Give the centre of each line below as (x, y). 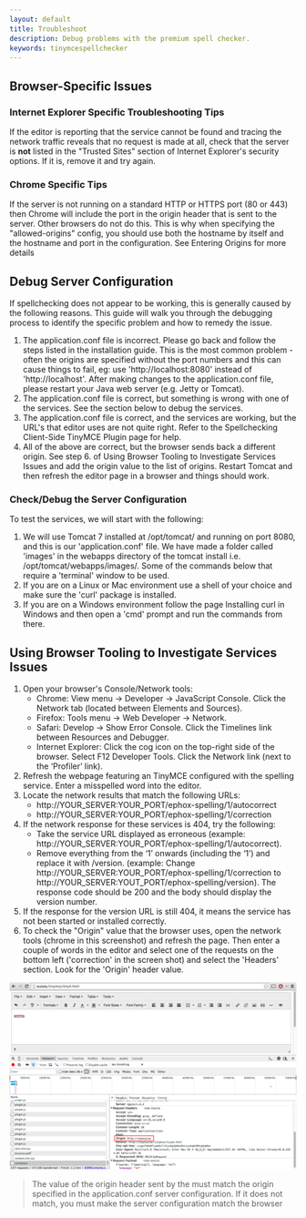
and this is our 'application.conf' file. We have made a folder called (148, 547)
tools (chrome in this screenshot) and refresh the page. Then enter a (151, 941)
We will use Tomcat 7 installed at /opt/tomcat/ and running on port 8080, (159, 537)
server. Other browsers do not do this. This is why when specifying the (143, 224)
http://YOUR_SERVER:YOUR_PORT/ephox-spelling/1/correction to (158, 873)
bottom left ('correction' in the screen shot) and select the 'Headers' (151, 960)
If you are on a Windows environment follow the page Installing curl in (153, 605)
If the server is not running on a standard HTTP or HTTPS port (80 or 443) (149, 204)
